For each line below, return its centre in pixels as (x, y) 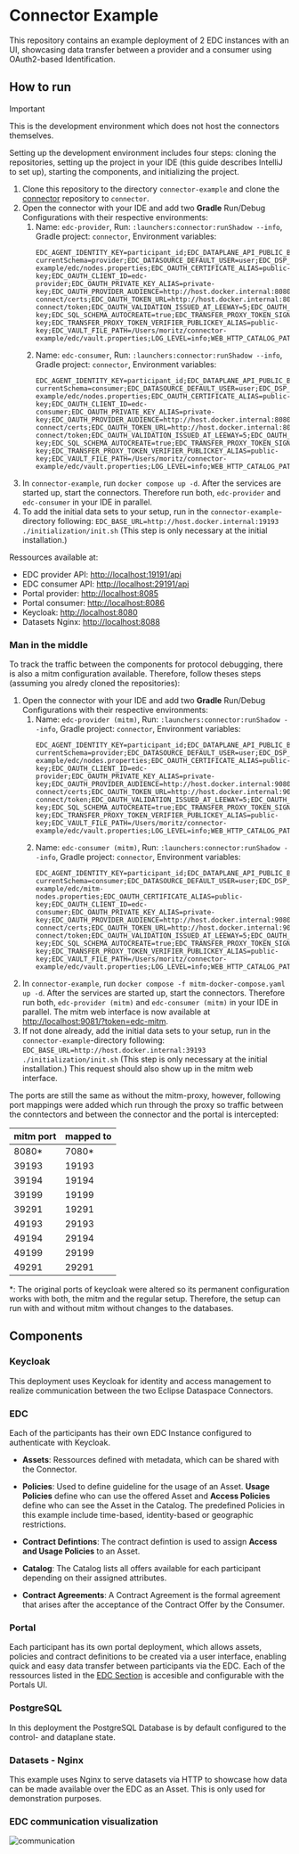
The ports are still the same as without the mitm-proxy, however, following (145, 1095)
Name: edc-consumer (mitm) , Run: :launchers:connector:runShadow (158, 848)
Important (27, 109)
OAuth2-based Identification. (62, 59)
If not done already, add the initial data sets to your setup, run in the (146, 1031)
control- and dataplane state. (62, 1737)
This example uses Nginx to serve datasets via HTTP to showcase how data (148, 1779)
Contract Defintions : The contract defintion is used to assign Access (149, 1542)
